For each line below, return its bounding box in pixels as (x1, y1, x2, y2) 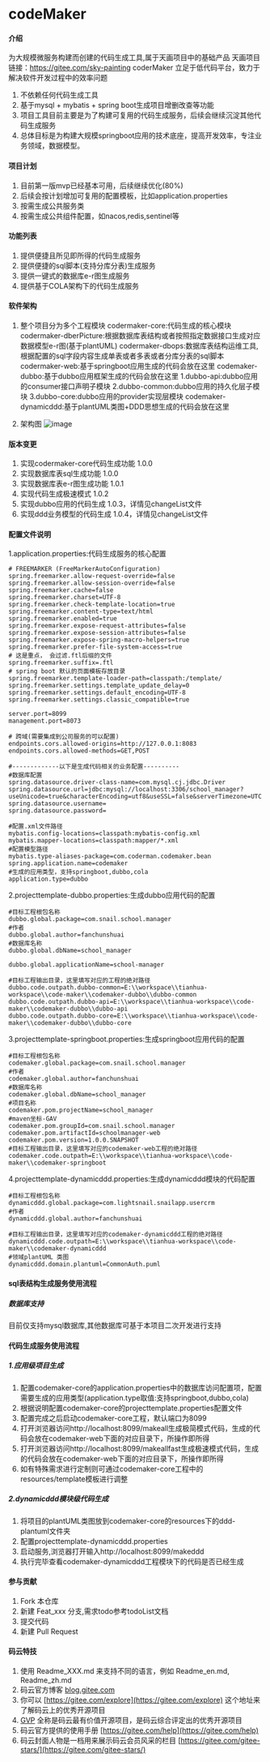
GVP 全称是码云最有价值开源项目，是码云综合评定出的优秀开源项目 (19, 1715, 243, 1725)
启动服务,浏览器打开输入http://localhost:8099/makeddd (19, 1546, 205, 1556)
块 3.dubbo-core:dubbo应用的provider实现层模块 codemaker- (19, 392, 226, 401)
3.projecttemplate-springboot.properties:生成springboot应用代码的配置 (8, 1035, 245, 1044)
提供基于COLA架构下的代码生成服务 (19, 281, 140, 290)
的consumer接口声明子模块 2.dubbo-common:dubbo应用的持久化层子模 (19, 382, 260, 391)
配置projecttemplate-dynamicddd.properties (19, 1536, 168, 1546)
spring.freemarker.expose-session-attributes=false (8, 629, 186, 637)
